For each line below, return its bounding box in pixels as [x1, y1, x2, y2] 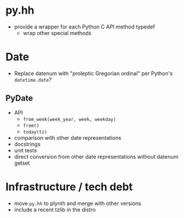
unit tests [14, 146, 37, 154]
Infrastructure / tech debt [5, 180, 133, 193]
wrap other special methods [22, 29, 92, 36]
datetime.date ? [14, 76, 52, 83]
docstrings [14, 140, 41, 148]
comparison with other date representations [14, 134, 122, 141]
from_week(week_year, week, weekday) [22, 116, 117, 122]
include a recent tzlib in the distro [14, 206, 96, 213]
